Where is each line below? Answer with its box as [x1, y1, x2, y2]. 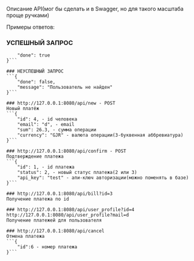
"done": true [17, 52, 50, 58]
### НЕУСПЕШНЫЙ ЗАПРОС [6, 68, 64, 75]
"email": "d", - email [17, 122, 75, 128]
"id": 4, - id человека [17, 116, 78, 122]
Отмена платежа [6, 234, 45, 240]
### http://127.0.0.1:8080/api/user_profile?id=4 [6, 207, 135, 213]
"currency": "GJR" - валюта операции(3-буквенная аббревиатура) [17, 132, 184, 139]
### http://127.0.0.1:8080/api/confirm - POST [6, 148, 126, 155]
